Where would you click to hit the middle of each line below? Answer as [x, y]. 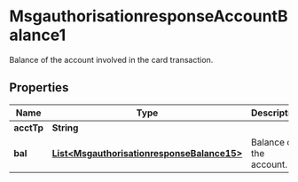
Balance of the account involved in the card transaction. [111, 59]
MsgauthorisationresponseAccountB [149, 16]
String [65, 128]
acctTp [29, 128]
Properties [39, 87]
